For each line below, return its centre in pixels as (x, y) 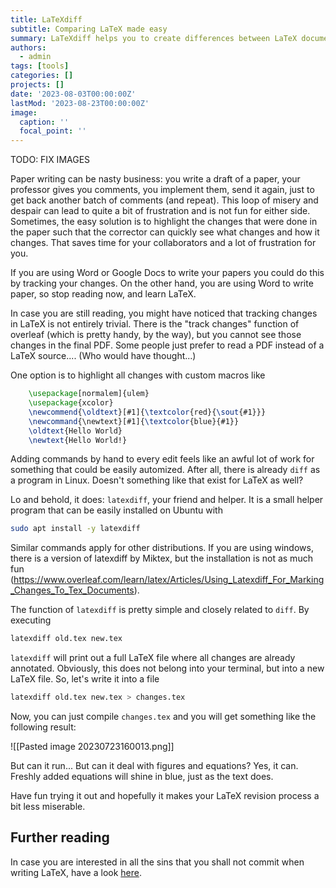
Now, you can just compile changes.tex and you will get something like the (163, 716)
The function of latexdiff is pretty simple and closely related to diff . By (160, 610)
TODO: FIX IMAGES (50, 160)
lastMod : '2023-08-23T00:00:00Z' (80, 103)
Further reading (60, 837)
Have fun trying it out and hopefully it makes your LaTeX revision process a (165, 795)
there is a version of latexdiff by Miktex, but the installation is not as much (161, 558)
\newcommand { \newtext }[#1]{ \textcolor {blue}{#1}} (134, 421)
